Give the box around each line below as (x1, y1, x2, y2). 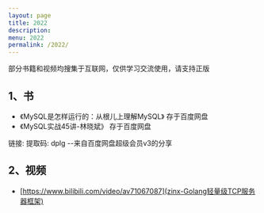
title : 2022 (8, 19, 48, 27)
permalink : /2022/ (8, 41, 69, 49)
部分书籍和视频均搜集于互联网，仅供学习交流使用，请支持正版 (8, 64, 210, 74)
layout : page (8, 11, 52, 20)
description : (8, 26, 52, 34)
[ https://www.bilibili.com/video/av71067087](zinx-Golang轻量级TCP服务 (19, 186, 256, 196)
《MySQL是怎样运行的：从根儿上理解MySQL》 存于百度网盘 (19, 112, 209, 121)
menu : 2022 (8, 33, 44, 42)
